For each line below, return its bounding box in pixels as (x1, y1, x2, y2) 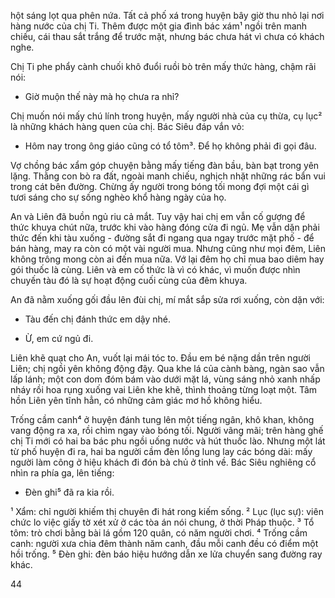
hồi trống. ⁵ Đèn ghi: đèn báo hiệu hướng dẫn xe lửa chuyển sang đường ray (10, 548, 323, 560)
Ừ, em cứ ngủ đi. (24, 333, 94, 344)
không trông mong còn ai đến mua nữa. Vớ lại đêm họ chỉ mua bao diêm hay (10, 253, 325, 265)
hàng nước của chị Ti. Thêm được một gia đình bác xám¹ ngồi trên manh (10, 20, 308, 32)
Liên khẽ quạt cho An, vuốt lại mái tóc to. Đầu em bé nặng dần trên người (10, 352, 311, 364)
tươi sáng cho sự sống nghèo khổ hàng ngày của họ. (10, 191, 227, 203)
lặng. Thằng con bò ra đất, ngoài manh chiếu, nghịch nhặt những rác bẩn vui (10, 170, 326, 182)
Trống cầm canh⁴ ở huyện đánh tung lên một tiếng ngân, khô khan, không (10, 414, 315, 425)
